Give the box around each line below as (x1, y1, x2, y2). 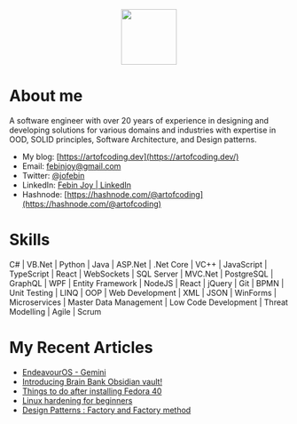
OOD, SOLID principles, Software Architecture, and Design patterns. (9, 133, 257, 145)
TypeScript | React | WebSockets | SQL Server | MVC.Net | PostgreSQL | (9, 268, 274, 279)
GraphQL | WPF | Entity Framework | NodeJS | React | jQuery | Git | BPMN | (9, 277, 285, 288)
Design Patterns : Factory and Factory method (21, 404, 191, 415)
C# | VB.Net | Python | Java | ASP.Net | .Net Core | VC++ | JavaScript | (9, 259, 268, 269)
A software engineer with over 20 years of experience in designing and (9, 115, 269, 125)
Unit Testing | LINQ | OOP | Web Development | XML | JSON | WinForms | (9, 287, 277, 298)
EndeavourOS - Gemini (21, 366, 106, 377)
